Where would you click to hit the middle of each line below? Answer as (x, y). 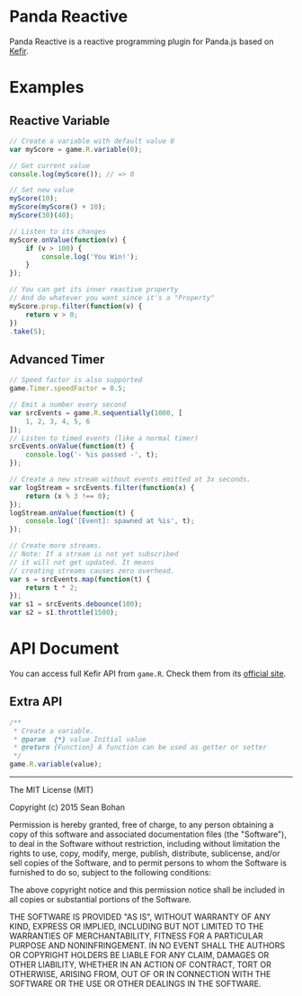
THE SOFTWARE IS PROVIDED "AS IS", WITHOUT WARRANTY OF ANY (140, 917)
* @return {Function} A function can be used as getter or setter (140, 748)
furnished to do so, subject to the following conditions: (110, 872)
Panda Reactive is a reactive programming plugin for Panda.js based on (142, 41)
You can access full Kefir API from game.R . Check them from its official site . (148, 673)
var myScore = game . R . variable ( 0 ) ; (76, 149)
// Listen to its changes (58, 231)
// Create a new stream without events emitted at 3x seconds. (130, 479)
